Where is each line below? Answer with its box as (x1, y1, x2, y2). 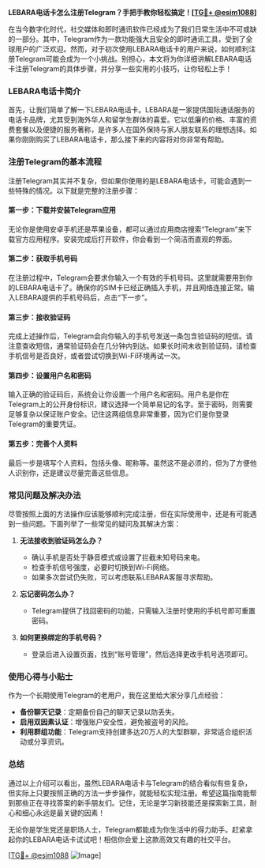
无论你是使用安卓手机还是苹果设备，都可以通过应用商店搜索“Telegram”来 (8, 225, 245, 234)
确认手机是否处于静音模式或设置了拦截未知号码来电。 (31, 553, 205, 562)
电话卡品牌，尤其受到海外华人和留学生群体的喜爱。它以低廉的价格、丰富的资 (8, 115, 257, 125)
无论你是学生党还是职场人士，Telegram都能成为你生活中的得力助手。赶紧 (8, 825, 246, 834)
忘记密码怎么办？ (19, 589, 76, 598)
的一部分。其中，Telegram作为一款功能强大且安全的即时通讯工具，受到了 (8, 35, 246, 43)
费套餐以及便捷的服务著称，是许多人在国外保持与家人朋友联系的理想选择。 (8, 125, 250, 134)
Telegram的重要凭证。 (8, 419, 80, 429)
